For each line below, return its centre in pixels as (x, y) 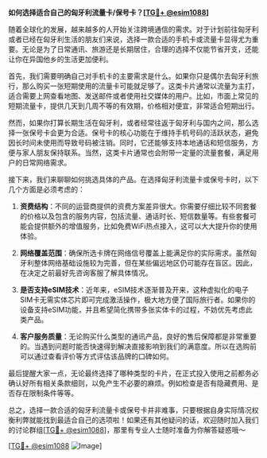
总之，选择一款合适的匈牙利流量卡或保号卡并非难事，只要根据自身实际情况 (130, 410)
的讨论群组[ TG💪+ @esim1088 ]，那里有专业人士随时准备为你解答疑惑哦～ (127, 430)
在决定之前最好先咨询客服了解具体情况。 (86, 273)
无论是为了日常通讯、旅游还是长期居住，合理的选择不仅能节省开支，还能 (140, 49)
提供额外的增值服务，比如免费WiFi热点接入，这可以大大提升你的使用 (145, 226)
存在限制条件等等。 (46, 393)
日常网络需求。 (46, 163)
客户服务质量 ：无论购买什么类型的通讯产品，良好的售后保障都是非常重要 (138, 336)
